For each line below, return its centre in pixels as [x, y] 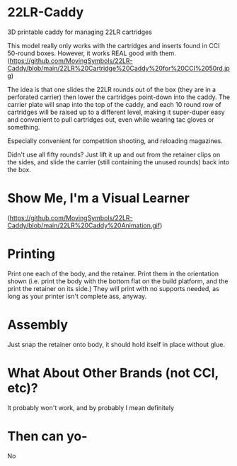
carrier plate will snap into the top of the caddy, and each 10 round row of [114, 104]
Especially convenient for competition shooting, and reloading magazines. [115, 141]
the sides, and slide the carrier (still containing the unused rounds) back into [118, 162]
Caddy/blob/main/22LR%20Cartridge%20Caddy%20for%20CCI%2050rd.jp [118, 68]
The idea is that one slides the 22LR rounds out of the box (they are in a [112, 89]
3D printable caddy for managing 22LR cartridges [80, 32]
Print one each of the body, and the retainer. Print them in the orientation [113, 273]
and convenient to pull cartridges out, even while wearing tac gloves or [111, 119]
